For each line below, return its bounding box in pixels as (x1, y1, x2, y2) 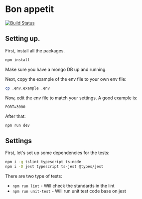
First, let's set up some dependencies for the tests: (5, 150, 110, 156)
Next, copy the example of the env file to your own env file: (5, 76, 127, 82)
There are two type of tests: (5, 173, 62, 179)
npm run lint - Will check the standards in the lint (12, 183, 115, 189)
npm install (5, 57, 30, 62)
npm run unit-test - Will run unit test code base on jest (12, 188, 126, 194)
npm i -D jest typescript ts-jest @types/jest (5, 164, 104, 169)
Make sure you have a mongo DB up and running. (5, 66, 107, 72)
